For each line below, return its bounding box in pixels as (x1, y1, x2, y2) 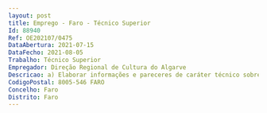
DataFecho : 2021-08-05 (8, 49, 83, 56)
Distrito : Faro (8, 93, 59, 101)
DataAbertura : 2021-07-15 (8, 41, 94, 49)
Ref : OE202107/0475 (8, 33, 73, 42)
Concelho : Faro (8, 85, 59, 94)
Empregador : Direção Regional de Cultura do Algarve (8, 64, 187, 72)
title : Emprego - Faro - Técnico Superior (8, 19, 151, 27)
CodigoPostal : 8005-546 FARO (8, 78, 105, 86)
